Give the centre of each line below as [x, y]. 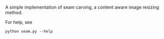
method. [14, 12]
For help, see [19, 22]
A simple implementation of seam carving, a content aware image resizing [82, 7]
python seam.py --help [29, 31]
